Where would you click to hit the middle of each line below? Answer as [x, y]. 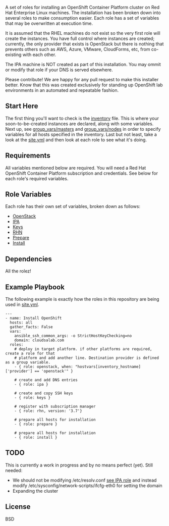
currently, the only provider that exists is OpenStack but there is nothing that [84, 44]
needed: [14, 470]
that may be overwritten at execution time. [49, 23]
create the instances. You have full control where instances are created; [80, 38]
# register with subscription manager [55, 407]
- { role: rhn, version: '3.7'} [48, 411]
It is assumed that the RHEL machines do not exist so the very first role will [83, 33]
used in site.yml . [22, 304]
